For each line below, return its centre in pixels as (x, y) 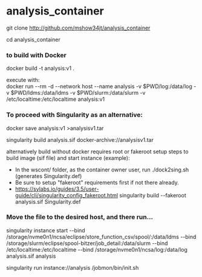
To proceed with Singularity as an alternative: (75, 115)
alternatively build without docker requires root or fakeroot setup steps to (97, 151)
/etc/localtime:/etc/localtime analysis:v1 (55, 99)
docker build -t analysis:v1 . (40, 68)
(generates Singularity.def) (48, 176)
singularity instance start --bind (46, 230)
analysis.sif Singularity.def (48, 202)
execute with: (23, 80)
